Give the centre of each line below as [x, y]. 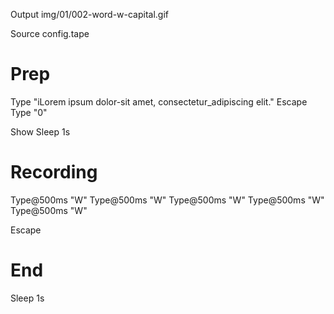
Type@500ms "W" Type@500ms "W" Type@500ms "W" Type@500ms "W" [167, 200]
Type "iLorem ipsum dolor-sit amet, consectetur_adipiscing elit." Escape [159, 101]
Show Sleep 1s [40, 131]
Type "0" [29, 112]
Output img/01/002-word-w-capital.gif [90, 14]
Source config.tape [50, 33]
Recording [54, 172]
